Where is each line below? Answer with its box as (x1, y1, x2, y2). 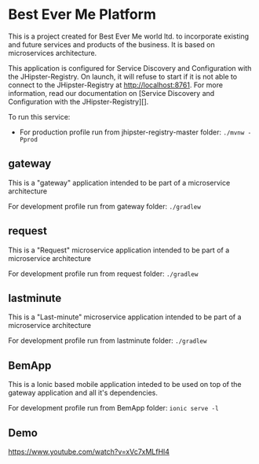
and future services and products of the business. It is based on (8, 39, 215, 49)
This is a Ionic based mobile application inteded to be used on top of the (8, 380, 242, 389)
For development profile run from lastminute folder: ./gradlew (8, 336, 207, 345)
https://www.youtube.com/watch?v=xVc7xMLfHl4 (8, 447, 170, 456)
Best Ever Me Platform (8, 6, 157, 24)
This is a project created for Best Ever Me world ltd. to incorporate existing (8, 31, 250, 41)
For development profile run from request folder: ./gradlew (8, 269, 199, 278)
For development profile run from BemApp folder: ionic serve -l (8, 403, 219, 413)
